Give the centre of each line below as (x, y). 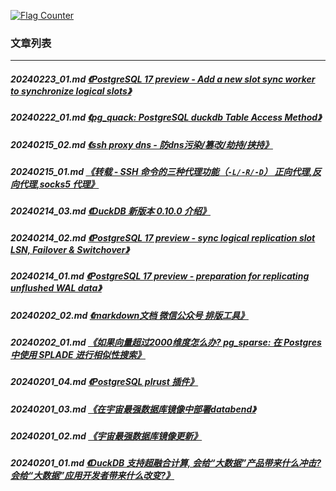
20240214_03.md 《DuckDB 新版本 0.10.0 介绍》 (110, 211)
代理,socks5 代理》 (59, 184)
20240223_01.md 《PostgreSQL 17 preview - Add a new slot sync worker (163, 79)
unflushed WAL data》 (56, 288)
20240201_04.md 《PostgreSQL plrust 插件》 (104, 382)
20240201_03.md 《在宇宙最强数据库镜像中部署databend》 (133, 409)
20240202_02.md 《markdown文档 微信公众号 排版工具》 (129, 315)
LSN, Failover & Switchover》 (70, 249)
